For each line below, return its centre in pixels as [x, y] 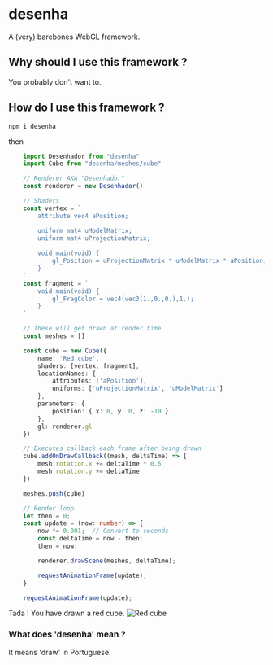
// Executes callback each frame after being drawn [112, 448]
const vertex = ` [52, 208]
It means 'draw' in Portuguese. [60, 652]
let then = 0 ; [47, 516]
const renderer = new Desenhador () [83, 186]
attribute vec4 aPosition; [83, 216]
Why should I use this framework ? [98, 62]
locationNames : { [67, 374]
